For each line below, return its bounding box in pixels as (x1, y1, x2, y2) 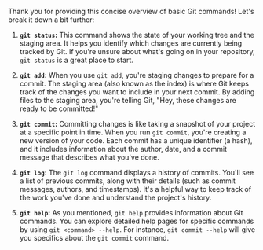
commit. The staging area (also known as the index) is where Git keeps (19, 79, 250, 88)
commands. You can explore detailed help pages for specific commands (19, 216, 254, 226)
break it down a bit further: (8, 15, 95, 24)
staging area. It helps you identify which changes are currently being (19, 39, 243, 48)
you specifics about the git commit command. (19, 233, 170, 242)
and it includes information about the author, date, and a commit (19, 145, 228, 153)
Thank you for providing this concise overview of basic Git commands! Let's (8, 7, 254, 16)
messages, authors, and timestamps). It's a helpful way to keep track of (19, 185, 252, 193)
